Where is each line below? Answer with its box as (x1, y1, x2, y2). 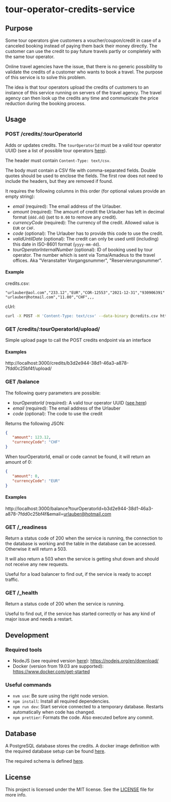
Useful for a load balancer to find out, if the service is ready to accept (5, 571, 152, 577)
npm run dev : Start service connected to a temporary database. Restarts (12, 704, 164, 710)
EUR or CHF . (12, 225, 35, 231)
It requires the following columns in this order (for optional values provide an (5, 188, 165, 194)
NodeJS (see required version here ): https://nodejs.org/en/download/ (12, 658, 159, 664)
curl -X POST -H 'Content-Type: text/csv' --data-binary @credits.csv (5, 313, 158, 318)
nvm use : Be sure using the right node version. (12, 693, 109, 699)
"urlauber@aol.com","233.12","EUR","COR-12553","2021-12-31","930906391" (5, 290, 165, 295)
